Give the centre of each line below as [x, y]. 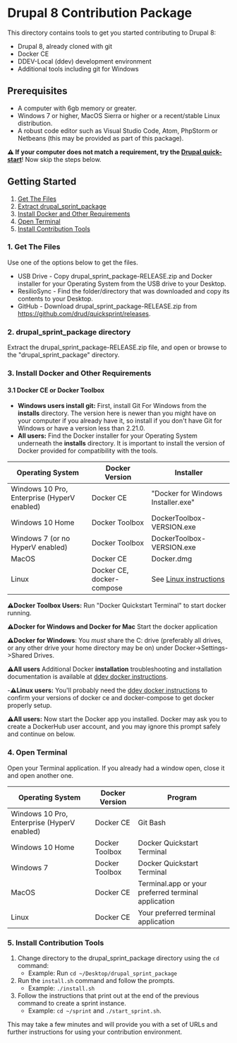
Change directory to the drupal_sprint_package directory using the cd [119, 958]
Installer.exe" [173, 502]
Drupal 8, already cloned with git [65, 46]
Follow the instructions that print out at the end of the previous [108, 996]
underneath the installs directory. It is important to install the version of [121, 443]
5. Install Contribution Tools [56, 943]
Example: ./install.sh [61, 988]
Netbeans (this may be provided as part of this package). [101, 138]
